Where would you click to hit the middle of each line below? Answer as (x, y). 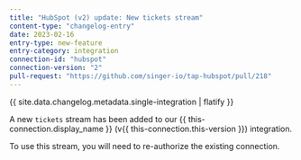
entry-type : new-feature (56, 43)
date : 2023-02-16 (42, 34)
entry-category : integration (64, 51)
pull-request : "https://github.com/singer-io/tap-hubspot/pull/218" (141, 76)
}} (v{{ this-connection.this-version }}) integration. (199, 129)
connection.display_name (56, 129)
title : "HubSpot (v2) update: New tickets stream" (106, 18)
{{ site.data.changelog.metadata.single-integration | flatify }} (122, 102)
